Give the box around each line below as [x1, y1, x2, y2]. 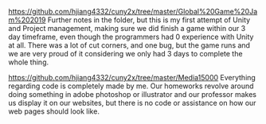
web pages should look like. [8, 107, 100, 116]
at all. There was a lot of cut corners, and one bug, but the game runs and [8, 41, 251, 50]
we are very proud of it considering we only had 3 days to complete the [8, 49, 243, 58]
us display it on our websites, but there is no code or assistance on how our [8, 99, 256, 107]
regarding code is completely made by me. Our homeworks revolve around [8, 81, 254, 91]
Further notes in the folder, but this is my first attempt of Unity [47, 15, 251, 25]
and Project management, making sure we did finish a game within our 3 [8, 24, 246, 33]
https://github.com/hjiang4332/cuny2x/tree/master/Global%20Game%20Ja [8, 7, 258, 16]
